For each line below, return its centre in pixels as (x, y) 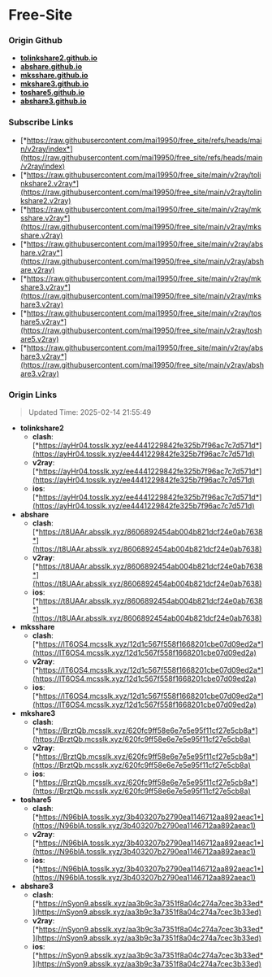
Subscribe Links (41, 122)
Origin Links (33, 395)
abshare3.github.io (53, 101)
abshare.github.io (51, 67)
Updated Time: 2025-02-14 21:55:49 (90, 412)
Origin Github (36, 41)
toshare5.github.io (52, 93)
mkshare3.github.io (54, 84)
